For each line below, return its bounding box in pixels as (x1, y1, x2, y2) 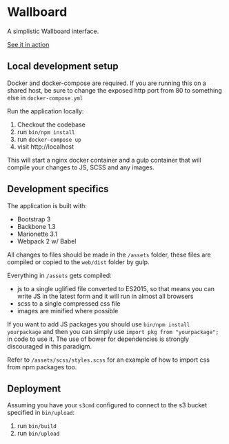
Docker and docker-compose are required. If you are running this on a (7, 79, 207, 87)
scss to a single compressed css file (17, 299, 121, 308)
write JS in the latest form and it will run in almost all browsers (17, 292, 194, 300)
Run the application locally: (7, 107, 84, 115)
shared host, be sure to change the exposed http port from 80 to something (7, 86, 222, 94)
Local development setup (7, 60, 119, 73)
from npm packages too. (7, 362, 77, 371)
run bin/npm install (17, 127, 75, 136)
